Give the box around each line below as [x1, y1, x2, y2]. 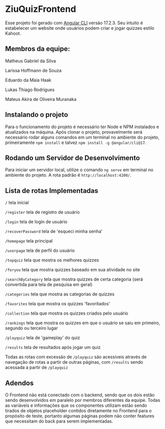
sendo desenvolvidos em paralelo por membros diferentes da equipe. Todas [5, 397, 161, 403]
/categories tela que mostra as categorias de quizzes [5, 291, 115, 297]
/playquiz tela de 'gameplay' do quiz [5, 335, 81, 341]
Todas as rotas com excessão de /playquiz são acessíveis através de [5, 354, 147, 360]
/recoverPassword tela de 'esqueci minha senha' [5, 229, 103, 235]
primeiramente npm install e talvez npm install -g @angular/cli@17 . [5, 140, 147, 145]
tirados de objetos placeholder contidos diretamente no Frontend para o [5, 408, 152, 414]
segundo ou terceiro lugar [5, 325, 58, 331]
